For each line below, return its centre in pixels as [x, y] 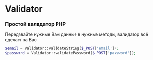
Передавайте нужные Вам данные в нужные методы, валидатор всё [77, 34]
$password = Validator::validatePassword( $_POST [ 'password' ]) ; [71, 53]
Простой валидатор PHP [36, 24]
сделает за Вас [21, 40]
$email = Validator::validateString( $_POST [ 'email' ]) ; [62, 49]
